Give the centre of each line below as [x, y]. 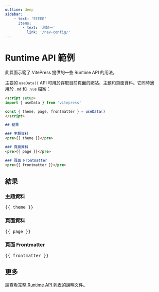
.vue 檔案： [39, 89]
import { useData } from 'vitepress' [43, 103]
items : [25, 23]
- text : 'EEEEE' [30, 19]
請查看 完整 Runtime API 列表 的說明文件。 [46, 285]
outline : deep [19, 10]
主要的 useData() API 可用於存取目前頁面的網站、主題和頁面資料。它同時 [78, 83]
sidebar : [14, 14]
